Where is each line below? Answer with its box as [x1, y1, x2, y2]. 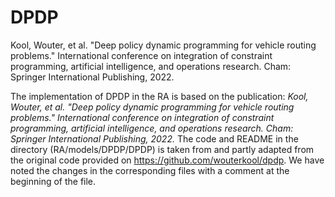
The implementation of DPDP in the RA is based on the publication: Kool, [10, 90, 309, 102]
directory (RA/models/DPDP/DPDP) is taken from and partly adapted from [10, 143, 315, 155]
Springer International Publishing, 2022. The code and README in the [10, 132, 299, 145]
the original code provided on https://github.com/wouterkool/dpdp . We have [10, 154, 325, 166]
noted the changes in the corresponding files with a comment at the [10, 164, 290, 176]
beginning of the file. [10, 175, 97, 187]
